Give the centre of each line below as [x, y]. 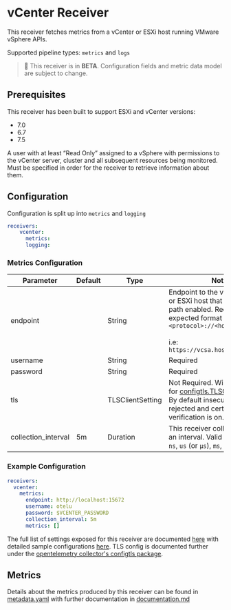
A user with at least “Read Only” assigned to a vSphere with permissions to [113, 152]
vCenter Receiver [58, 13]
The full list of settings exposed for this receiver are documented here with [113, 539]
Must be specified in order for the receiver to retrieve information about [108, 168]
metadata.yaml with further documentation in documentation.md [99, 599]
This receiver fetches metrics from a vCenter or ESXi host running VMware [113, 32]
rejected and [189, 409]
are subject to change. [56, 73]
